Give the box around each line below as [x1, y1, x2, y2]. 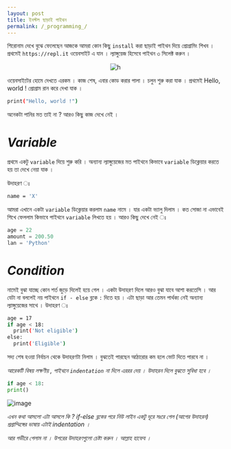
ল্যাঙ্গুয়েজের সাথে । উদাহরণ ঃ [7, 300, 68, 309]
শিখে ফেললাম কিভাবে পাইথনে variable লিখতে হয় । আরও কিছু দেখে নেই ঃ [7, 213, 166, 221]
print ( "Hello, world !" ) [7, 98, 78, 105]
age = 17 [7, 314, 32, 322]
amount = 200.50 [7, 233, 54, 240]
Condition [7, 263, 65, 278]
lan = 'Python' [7, 239, 51, 246]
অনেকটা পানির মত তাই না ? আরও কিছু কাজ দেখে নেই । [7, 111, 119, 119]
